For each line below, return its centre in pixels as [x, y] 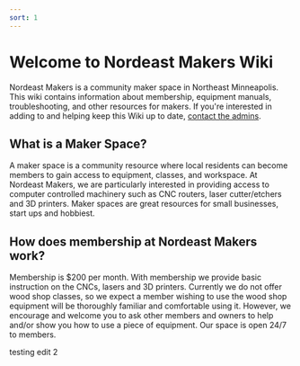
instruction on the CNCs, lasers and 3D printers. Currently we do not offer [146, 287]
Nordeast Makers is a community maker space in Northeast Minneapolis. [144, 87]
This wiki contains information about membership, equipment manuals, [141, 96]
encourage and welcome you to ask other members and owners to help [141, 316]
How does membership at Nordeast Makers [133, 241]
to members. [33, 335]
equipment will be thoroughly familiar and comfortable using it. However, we [150, 306]
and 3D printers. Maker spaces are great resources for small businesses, [144, 204]
